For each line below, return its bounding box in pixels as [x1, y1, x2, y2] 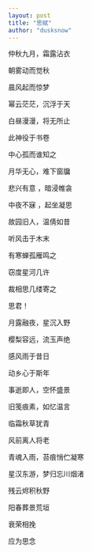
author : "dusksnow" [8, 26, 72, 34]
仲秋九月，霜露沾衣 [8, 49, 71, 59]
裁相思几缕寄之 [8, 284, 57, 294]
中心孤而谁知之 [8, 150, 57, 159]
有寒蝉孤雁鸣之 [8, 251, 57, 260]
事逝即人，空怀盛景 [8, 385, 71, 395]
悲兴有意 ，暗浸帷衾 [8, 184, 72, 193]
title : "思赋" [8, 19, 53, 27]
